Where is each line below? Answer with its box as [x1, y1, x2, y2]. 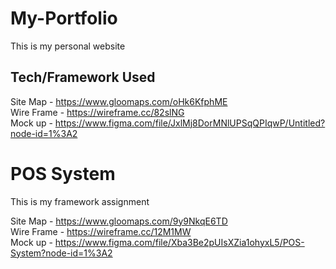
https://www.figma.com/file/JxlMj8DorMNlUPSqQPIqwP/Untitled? [54, 117, 326, 129]
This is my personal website [10, 40, 126, 52]
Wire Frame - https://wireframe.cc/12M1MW [10, 225, 192, 237]
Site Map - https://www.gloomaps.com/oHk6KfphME [10, 95, 228, 107]
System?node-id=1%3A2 [10, 247, 113, 259]
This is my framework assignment [10, 195, 150, 207]
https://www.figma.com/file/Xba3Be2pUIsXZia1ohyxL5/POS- [54, 236, 305, 248]
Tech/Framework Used [10, 69, 156, 86]
